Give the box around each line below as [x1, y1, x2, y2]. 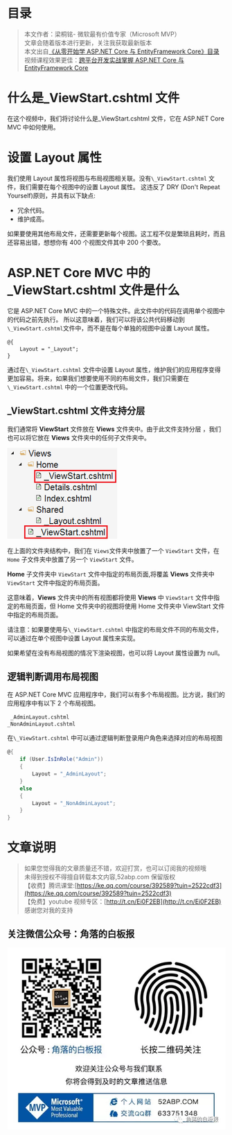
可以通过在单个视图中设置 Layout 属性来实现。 [7, 634, 140, 642]
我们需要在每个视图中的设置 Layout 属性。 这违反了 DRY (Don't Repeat [19, 182, 220, 191]
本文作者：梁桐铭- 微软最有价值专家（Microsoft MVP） [24, 30, 181, 38]
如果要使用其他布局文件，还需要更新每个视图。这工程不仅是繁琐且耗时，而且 [7, 229, 226, 238]
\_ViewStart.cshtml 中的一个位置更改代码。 [7, 382, 132, 391]
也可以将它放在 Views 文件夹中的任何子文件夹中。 [7, 433, 151, 441]
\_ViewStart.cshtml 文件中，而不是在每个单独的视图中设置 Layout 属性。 [7, 324, 213, 332]
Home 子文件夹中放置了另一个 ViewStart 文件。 [7, 555, 138, 563]
